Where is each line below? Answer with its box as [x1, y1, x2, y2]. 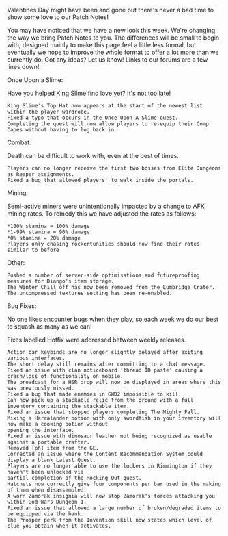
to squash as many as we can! [7, 322, 92, 331]
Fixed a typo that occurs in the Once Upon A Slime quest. [7, 114, 179, 121]
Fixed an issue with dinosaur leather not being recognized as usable [7, 433, 212, 439]
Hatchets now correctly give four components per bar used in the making [7, 481, 222, 487]
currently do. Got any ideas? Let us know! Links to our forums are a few [7, 55, 208, 64]
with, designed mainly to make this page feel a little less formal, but [7, 41, 197, 49]
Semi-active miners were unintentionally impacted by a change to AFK [7, 202, 205, 210]
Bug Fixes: [7, 302, 37, 310]
